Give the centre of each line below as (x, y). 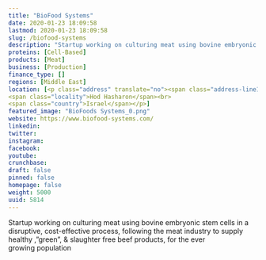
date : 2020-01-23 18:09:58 (53, 23)
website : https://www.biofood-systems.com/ (81, 119)
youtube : (23, 155)
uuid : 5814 (26, 200)
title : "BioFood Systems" (51, 15)
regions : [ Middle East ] (47, 82)
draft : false (30, 170)
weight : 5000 (30, 192)
